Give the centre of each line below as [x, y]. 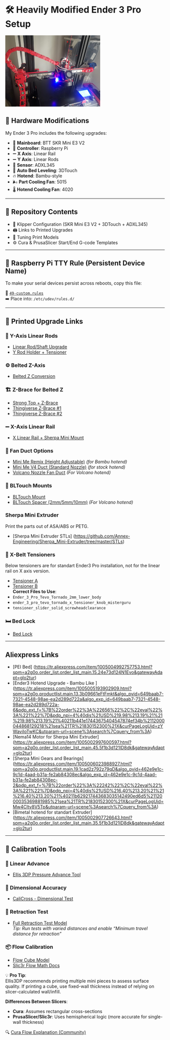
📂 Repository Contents [42, 212]
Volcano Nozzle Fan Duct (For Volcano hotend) [62, 473]
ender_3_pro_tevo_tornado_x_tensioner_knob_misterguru [72, 603]
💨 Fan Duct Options [29, 450]
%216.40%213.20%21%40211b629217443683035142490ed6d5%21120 [88, 796]
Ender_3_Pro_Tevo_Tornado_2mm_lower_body [57, 598]
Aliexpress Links [32, 655]
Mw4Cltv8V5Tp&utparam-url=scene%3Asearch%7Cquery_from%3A [85, 807]
